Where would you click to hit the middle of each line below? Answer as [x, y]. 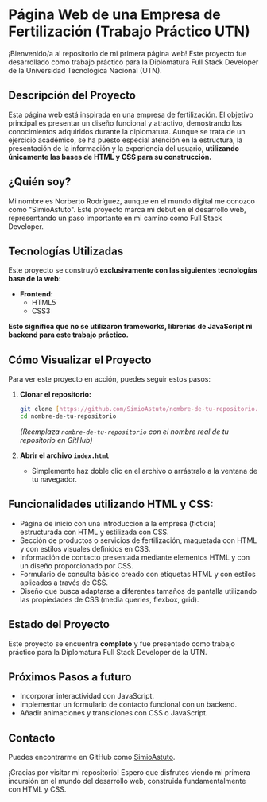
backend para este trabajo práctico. [68, 335]
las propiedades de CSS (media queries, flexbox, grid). [109, 599]
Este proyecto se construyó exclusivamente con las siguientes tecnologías [133, 270]
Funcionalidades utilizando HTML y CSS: [111, 504]
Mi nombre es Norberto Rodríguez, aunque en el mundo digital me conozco [132, 201]
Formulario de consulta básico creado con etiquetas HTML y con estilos [137, 574]
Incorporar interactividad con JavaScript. [87, 696]
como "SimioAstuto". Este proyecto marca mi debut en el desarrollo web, [127, 209]
